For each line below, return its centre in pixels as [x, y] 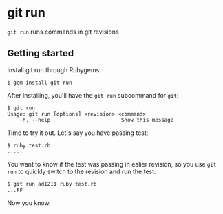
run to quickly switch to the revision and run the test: [82, 171]
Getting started [41, 53]
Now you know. [29, 203]
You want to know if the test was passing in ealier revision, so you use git [112, 164]
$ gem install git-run [40, 83]
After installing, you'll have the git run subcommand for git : [93, 95]
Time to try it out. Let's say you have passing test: [78, 133]
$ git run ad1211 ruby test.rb [52, 184]
